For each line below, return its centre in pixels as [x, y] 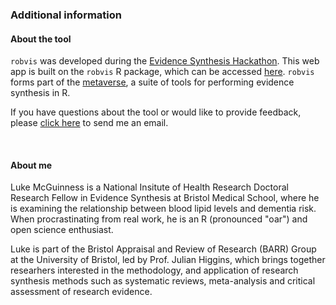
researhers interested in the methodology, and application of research [154, 270]
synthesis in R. [40, 93]
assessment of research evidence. [81, 292]
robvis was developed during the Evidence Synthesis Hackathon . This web [165, 61]
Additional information [66, 15]
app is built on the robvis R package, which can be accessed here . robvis [162, 72]
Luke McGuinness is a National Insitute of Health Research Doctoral [149, 187]
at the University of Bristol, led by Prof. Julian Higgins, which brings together [168, 260]
